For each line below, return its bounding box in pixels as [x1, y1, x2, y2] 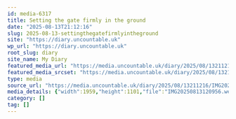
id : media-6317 [7, 10, 52, 17]
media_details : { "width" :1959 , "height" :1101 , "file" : [7, 88, 165, 95]
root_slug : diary [7, 50, 58, 57]
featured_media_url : [7, 62, 68, 69]
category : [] [7, 95, 46, 102]
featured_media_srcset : [7, 69, 77, 76]
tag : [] [7, 101, 30, 108]
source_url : [7, 82, 42, 89]
